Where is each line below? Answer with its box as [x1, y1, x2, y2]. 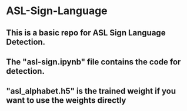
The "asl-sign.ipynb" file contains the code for [6, 57, 181, 67]
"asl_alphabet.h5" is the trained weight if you [6, 86, 176, 96]
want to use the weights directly [6, 96, 126, 106]
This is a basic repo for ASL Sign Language [6, 28, 166, 38]
